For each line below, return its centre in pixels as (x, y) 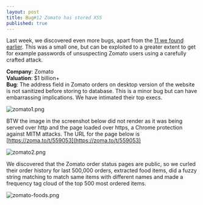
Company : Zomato (30, 72)
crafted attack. (25, 60)
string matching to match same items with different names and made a (95, 177)
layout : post (23, 12)
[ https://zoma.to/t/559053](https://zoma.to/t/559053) (74, 141)
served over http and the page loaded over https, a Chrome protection (94, 128)
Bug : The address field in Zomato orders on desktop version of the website (101, 85)
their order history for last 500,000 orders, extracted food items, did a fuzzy (101, 170)
